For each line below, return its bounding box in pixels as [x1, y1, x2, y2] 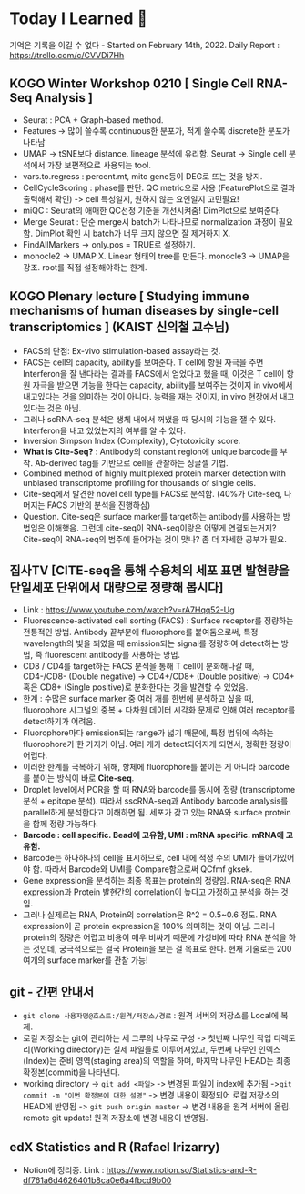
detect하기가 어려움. [22, 716, 96, 727]
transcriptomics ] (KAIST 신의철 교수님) [9, 319, 230, 335]
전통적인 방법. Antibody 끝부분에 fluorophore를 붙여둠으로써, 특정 [22, 627, 259, 638]
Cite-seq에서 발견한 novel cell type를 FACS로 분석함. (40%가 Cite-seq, [22, 488, 282, 499]
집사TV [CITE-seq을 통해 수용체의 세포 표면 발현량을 [9, 562, 290, 578]
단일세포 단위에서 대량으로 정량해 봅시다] [9, 580, 224, 595]
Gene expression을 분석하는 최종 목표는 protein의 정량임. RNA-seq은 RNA [22, 875, 291, 886]
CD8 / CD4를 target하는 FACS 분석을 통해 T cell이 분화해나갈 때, [22, 661, 255, 672]
